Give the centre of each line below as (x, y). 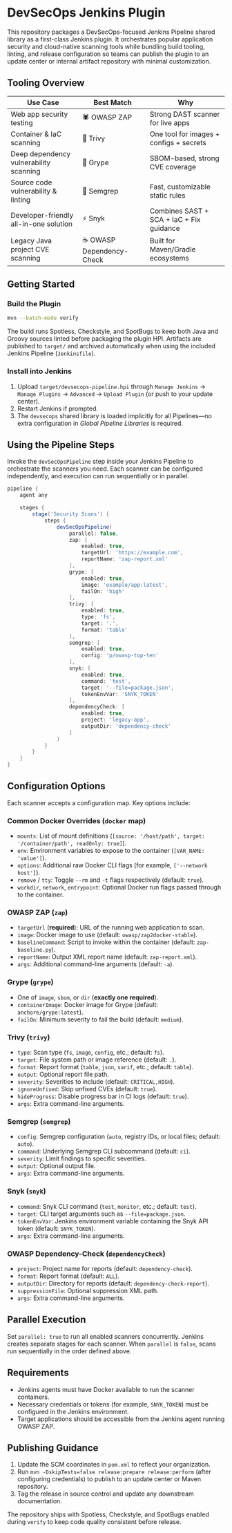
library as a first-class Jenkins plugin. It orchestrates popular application (110, 39)
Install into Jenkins (40, 371)
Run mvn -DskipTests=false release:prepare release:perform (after (114, 1472)
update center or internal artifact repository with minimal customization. (109, 61)
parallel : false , (94, 534)
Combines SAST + (179, 211)
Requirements (38, 1373)
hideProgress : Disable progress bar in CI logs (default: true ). (103, 1096)
